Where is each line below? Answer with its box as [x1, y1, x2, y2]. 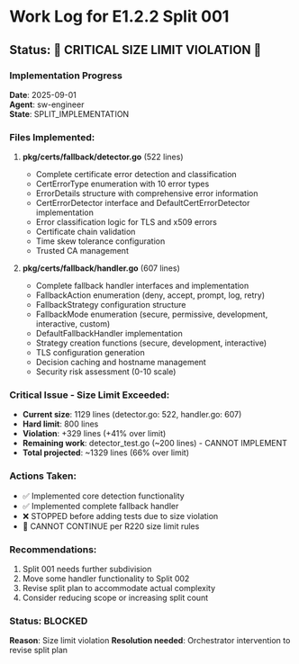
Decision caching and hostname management [35, 357, 207, 368]
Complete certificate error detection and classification [35, 169, 237, 180]
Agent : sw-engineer [9, 99, 85, 110]
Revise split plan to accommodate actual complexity [22, 583, 216, 594]
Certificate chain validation [35, 227, 136, 238]
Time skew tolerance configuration [35, 236, 166, 247]
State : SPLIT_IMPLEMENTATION [9, 108, 130, 119]
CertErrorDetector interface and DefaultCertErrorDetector [35, 198, 250, 209]
